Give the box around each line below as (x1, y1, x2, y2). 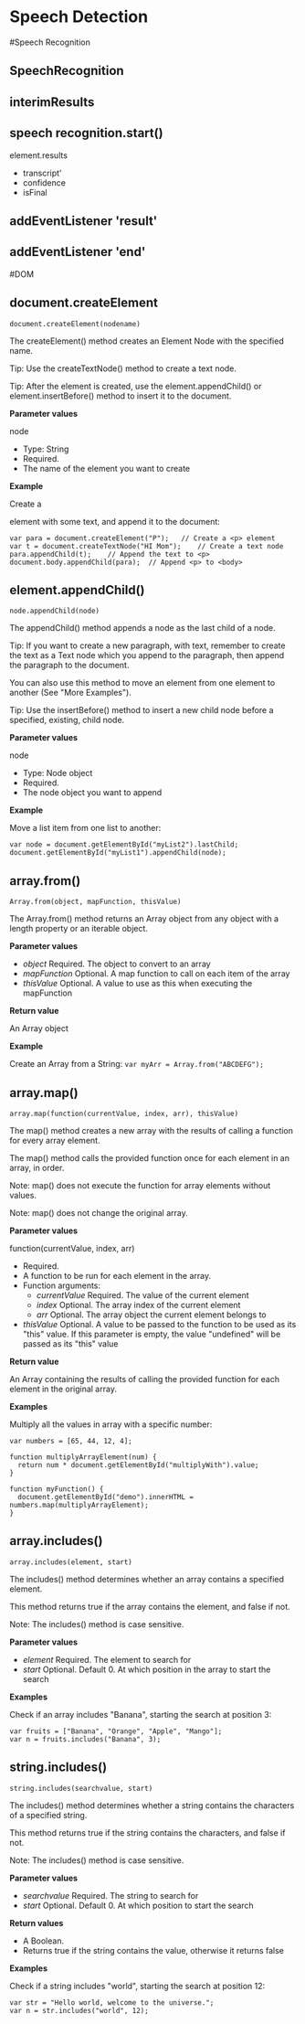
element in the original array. (9, 1383, 117, 1394)
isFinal (22, 186, 47, 197)
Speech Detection (9, 6, 149, 27)
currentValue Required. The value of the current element (36, 1289, 249, 1300)
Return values (9, 1917, 64, 1928)
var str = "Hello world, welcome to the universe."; (9, 1997, 215, 2008)
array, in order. (9, 1162, 65, 1173)
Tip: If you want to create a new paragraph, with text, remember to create (9, 640, 286, 651)
